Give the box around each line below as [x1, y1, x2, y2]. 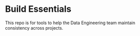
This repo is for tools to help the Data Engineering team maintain [5, 20, 136, 26]
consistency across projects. [5, 25, 63, 31]
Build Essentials [5, 3, 72, 15]
